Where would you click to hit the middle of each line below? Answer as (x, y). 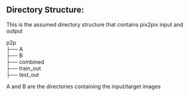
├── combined (25, 62)
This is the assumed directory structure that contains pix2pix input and (95, 24)
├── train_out (24, 68)
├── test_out (23, 74)
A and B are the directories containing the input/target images (84, 86)
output (15, 31)
